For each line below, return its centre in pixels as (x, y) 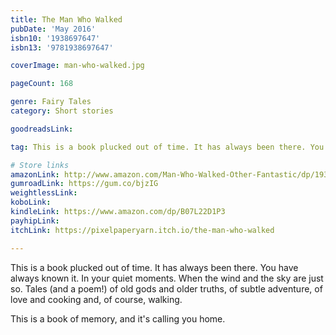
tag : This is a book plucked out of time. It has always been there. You (167, 147)
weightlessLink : (44, 193)
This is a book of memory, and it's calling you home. (118, 318)
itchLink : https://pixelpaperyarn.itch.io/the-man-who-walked (142, 230)
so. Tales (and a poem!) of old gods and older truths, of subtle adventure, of (166, 288)
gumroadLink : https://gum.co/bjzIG (84, 184)
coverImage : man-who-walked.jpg (77, 66)
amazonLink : (35, 174)
